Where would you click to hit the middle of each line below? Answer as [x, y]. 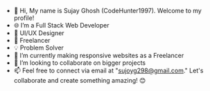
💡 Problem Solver [39, 48]
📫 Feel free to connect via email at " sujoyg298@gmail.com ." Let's [108, 70]
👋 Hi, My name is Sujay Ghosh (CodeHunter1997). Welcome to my [108, 11]
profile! [24, 18]
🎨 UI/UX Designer [39, 33]
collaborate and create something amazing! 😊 [80, 80]
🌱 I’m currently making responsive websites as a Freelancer [99, 55]
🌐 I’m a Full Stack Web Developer [61, 25]
